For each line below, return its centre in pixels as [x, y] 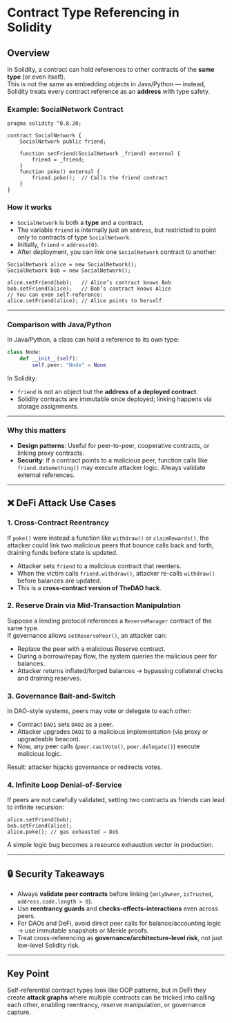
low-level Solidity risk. [49, 945]
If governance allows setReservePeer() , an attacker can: [87, 635]
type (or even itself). [36, 77]
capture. [19, 1012]
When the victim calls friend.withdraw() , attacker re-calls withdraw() [116, 573]
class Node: [24, 352]
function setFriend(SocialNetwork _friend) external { [100, 154]
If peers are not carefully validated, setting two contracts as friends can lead [116, 800]
